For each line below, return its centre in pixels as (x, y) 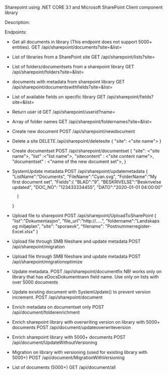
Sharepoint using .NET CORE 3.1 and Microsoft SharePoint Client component (84, 7)
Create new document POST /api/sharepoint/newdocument (73, 131)
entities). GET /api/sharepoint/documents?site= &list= (67, 47)
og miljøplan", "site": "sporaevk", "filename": (58, 226)
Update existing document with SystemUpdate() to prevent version (81, 292)
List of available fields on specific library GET (59, 97)
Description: (17, 22)
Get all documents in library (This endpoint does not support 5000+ (82, 42)
